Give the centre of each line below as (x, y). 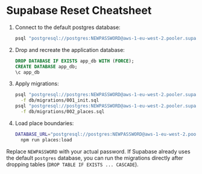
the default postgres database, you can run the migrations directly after (95, 158)
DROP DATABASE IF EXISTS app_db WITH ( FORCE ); (74, 61)
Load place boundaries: (44, 123)
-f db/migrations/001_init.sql (60, 100)
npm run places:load (46, 140)
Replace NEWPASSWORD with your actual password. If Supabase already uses (99, 151)
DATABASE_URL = (33, 134)
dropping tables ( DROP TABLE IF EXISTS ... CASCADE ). (72, 164)
